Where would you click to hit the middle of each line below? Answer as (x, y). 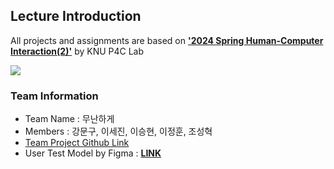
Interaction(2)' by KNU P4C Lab (77, 51)
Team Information (54, 96)
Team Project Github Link (77, 143)
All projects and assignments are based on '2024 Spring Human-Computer (167, 40)
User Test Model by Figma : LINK (93, 153)
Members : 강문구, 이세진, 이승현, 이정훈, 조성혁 (118, 131)
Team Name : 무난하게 (69, 119)
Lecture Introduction (76, 16)
